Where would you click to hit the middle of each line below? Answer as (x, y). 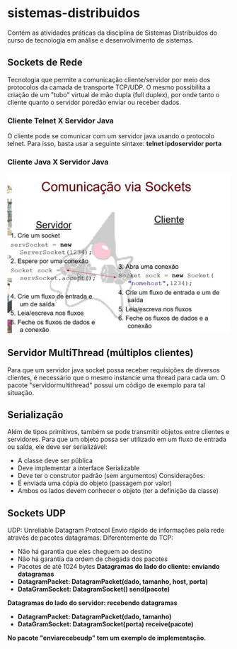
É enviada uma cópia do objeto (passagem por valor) (94, 483)
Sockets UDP (36, 513)
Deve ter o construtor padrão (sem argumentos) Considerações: (111, 476)
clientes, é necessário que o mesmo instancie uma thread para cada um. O (116, 377)
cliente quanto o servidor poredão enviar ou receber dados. (94, 102)
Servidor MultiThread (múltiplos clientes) (100, 353)
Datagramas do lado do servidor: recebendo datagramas (92, 603)
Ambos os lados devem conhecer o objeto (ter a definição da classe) (118, 491)
